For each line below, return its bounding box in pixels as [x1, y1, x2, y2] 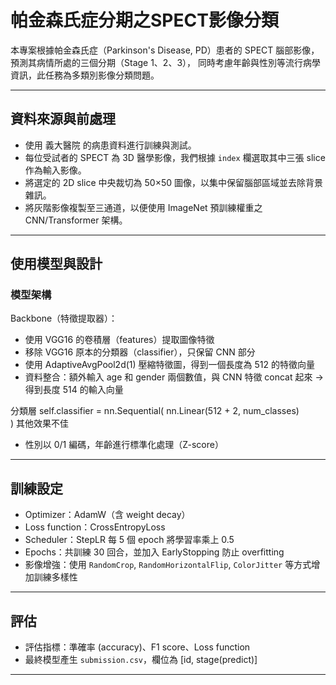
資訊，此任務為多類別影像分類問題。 [10, 69, 160, 81]
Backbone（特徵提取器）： [10, 312, 118, 325]
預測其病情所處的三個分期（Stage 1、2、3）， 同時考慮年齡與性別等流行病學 [10, 56, 321, 68]
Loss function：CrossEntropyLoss [24, 521, 166, 533]
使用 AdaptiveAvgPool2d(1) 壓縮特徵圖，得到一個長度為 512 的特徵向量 [24, 359, 315, 371]
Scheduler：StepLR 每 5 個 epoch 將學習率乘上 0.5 [24, 534, 235, 546]
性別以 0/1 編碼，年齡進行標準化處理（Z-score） [24, 439, 224, 451]
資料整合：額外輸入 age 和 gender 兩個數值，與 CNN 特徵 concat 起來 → [24, 371, 324, 383]
